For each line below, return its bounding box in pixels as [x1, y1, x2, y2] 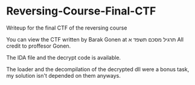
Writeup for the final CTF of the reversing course [6, 24, 127, 31]
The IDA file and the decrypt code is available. [6, 54, 121, 61]
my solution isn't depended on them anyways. [6, 72, 121, 79]
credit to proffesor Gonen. [6, 42, 71, 49]
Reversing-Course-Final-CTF [6, 4, 156, 18]
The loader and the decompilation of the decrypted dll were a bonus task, [6, 65, 190, 73]
